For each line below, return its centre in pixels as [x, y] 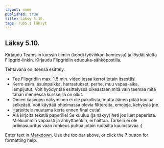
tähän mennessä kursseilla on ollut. [48, 95]
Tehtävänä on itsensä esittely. [35, 69]
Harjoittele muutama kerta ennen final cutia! [56, 110]
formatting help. [21, 140]
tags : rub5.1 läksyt [26, 23]
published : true [22, 14]
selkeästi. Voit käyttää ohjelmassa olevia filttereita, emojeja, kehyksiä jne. [86, 105]
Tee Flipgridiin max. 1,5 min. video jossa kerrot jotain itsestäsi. [74, 79]
